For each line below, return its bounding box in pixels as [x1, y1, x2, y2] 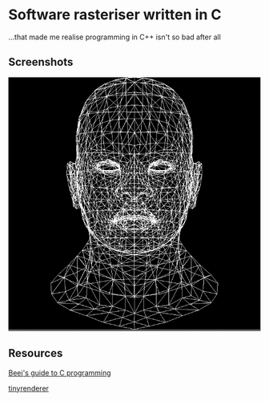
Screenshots [8, 55, 74, 69]
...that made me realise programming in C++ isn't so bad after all [8, 32, 222, 42]
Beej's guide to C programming [8, 367, 111, 378]
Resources [8, 346, 63, 360]
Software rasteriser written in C [8, 6, 222, 24]
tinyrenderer [8, 383, 50, 393]
